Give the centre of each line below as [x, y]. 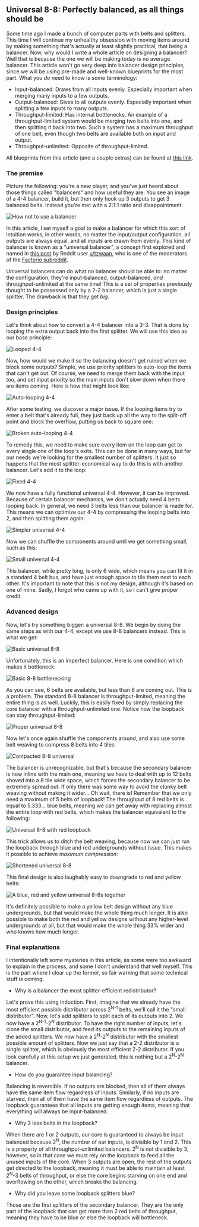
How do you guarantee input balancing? [64, 1075]
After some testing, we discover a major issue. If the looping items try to [94, 409]
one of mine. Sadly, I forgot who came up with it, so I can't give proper [92, 590]
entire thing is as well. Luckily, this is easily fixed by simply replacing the [94, 703]
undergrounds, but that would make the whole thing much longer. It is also [97, 913]
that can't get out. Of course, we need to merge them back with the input [96, 373]
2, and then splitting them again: [45, 519]
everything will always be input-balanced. [57, 1111]
